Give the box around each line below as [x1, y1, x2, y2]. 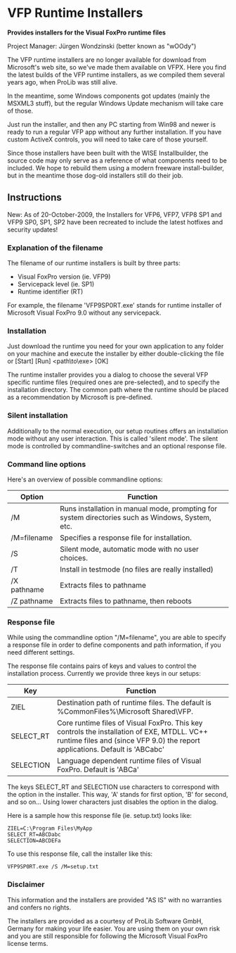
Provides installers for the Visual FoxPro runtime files [7, 28, 166, 37]
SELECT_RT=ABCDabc [7, 831, 61, 838]
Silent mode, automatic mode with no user [59, 544, 199, 554]
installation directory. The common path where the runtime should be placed [7, 386, 229, 394]
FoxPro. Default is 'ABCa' [57, 765, 139, 775]
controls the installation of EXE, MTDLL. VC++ [57, 727, 209, 737]
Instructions [7, 191, 62, 203]
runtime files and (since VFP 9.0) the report [57, 736, 200, 745]
